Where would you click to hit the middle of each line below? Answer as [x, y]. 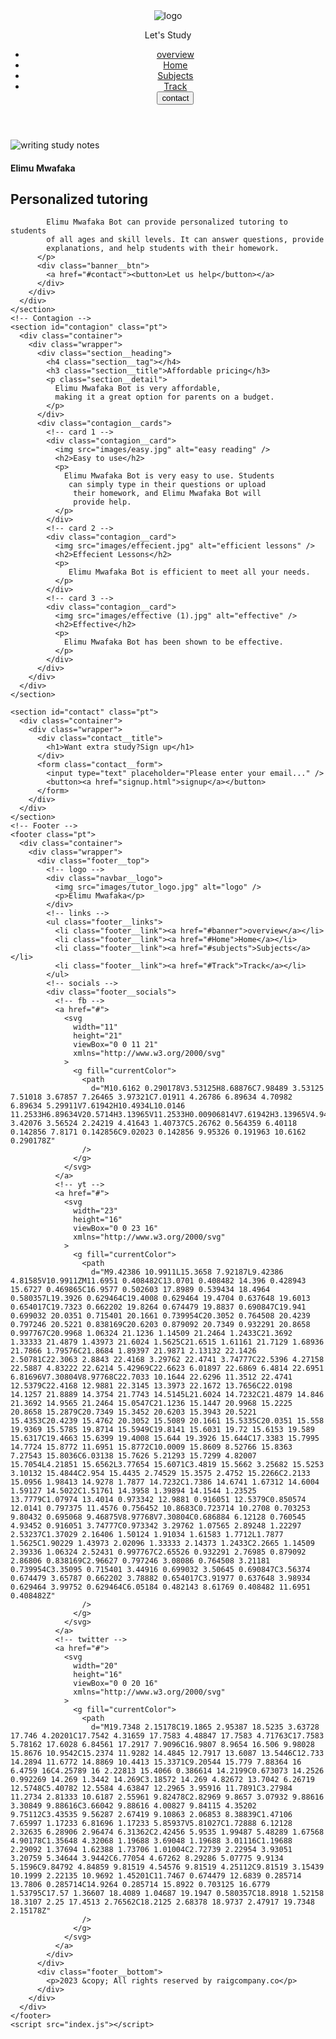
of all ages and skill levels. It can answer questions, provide [185, 240]
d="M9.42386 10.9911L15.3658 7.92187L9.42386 [187, 1272]
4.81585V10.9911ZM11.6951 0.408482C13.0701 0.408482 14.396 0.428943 [158, 1281]
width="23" [95, 1211]
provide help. [102, 502]
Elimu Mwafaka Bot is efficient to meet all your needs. [189, 572]
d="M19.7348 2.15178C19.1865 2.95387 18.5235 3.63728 [205, 1727]
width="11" [95, 1027]
